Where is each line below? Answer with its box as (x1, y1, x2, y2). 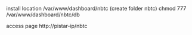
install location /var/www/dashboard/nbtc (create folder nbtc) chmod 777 (6, 5, 187, 12)
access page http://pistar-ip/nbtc (6, 23, 88, 29)
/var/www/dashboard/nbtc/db (6, 11, 80, 18)
